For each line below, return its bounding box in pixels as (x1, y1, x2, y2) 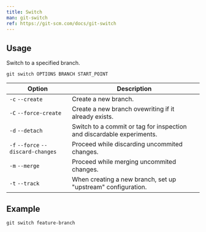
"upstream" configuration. (71, 183, 147, 192)
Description (116, 84, 152, 93)
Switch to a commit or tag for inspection (71, 122, 187, 131)
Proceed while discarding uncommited (71, 140, 183, 149)
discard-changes (9, 148, 57, 155)
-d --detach (9, 127, 43, 135)
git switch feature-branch (6, 220, 75, 226)
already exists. (71, 113, 114, 121)
